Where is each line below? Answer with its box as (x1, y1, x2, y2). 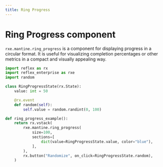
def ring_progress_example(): (5, 116, 68, 121)
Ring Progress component (5, 28, 116, 40)
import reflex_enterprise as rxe (5, 70, 75, 75)
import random (5, 75, 35, 80)
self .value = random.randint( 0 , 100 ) (23, 107, 101, 112)
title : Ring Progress (5, 7, 50, 12)
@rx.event (14, 97, 35, 102)
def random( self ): (14, 102, 52, 107)
